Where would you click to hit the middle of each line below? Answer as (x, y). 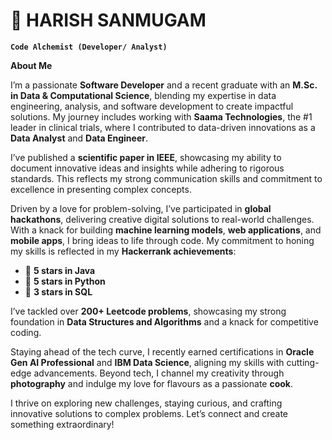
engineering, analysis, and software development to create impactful (152, 106)
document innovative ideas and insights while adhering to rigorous (147, 168)
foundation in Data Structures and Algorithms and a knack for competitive (164, 321)
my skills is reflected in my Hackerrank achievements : (123, 251)
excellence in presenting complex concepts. (101, 189)
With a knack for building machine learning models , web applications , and (166, 230)
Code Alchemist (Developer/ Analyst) (89, 47)
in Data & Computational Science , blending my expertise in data (143, 95)
